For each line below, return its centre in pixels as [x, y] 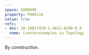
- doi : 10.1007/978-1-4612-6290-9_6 [43, 28]
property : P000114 [24, 14]
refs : [10, 24]
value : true [17, 19]
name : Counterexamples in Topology [47, 33]
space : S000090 [21, 10]
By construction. [22, 47]
